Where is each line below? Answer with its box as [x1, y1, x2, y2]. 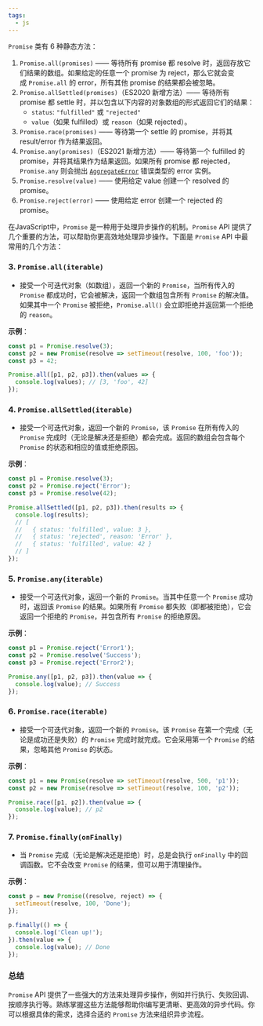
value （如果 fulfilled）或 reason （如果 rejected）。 [31, 117, 192, 126]
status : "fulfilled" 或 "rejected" [31, 107, 141, 116]
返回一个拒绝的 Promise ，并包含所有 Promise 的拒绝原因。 [19, 612, 205, 621]
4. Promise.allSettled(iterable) [8, 403, 133, 414]
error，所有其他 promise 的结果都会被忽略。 [77, 78, 220, 87]
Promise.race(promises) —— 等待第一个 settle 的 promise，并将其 [19, 126, 233, 136]
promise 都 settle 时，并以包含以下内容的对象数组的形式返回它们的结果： [19, 97, 255, 107]
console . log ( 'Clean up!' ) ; [15, 928, 103, 937]
